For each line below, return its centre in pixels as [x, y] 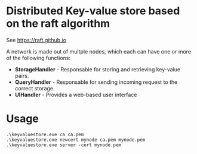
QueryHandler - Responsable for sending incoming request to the [96, 82]
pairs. [22, 76]
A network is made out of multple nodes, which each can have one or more [99, 51]
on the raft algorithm [58, 23]
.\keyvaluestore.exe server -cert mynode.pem [64, 145]
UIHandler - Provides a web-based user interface [76, 95]
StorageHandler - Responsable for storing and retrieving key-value [98, 69]
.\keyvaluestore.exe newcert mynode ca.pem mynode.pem [76, 140]
